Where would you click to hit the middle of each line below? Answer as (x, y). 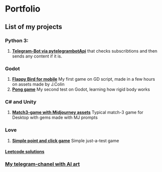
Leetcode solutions (25, 152)
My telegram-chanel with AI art (42, 164)
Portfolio (23, 9)
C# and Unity (21, 102)
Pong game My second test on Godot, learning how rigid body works (81, 89)
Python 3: (17, 41)
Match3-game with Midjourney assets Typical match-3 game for (78, 113)
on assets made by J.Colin (38, 84)
